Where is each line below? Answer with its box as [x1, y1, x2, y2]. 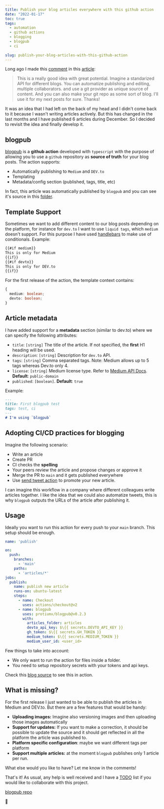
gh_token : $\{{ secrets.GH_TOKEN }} [26, 630, 102, 635]
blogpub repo [5, 789, 33, 795]
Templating [12, 174, 35, 180]
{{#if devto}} [5, 259, 34, 264]
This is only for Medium [5, 250, 56, 255]
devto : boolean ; [9, 296, 42, 301]
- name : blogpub [18, 607, 51, 612]
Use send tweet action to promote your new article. [12, 477, 116, 483]
